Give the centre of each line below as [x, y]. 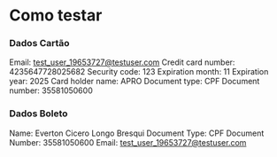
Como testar [56, 16]
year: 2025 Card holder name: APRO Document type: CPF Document [135, 82]
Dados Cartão [39, 43]
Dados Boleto [38, 114]
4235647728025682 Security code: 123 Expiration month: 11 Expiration [139, 72]
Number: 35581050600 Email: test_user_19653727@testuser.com [128, 142]
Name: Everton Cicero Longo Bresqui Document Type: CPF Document [137, 133]
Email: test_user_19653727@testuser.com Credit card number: [122, 62]
